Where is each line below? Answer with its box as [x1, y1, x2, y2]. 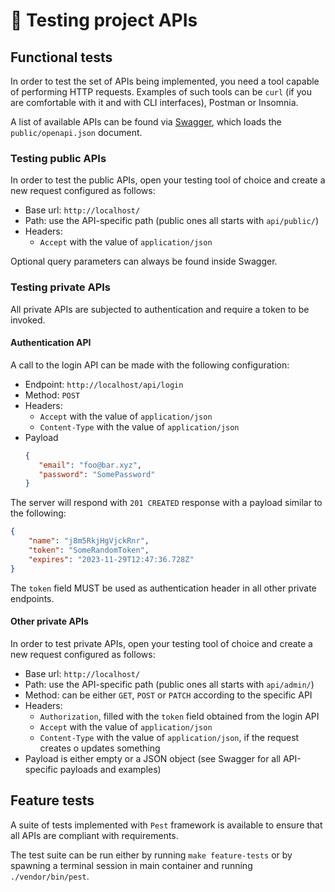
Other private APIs [10, 615, 89, 628]
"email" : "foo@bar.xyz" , [38, 460, 142, 470]
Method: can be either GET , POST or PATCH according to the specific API [24, 689, 313, 701]
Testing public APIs [10, 151, 107, 165]
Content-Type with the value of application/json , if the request [39, 731, 300, 743]
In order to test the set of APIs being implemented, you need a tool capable [10, 75, 320, 87]
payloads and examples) [59, 763, 162, 775]
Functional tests [10, 49, 113, 66]
